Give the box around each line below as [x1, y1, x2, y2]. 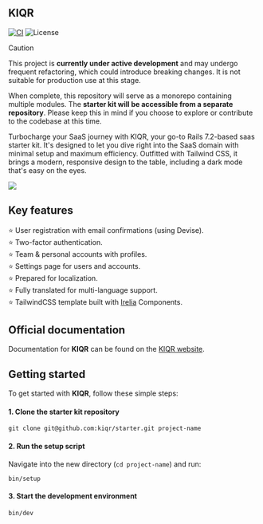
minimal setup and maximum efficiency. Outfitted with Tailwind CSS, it [8, 148, 237, 158]
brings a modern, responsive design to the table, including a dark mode [8, 157, 243, 167]
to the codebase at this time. [8, 116, 102, 126]
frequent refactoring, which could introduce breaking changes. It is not [8, 67, 241, 77]
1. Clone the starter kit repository [8, 407, 120, 416]
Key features [8, 203, 73, 218]
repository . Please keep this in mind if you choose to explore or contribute [8, 108, 253, 117]
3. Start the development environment [8, 491, 138, 501]
